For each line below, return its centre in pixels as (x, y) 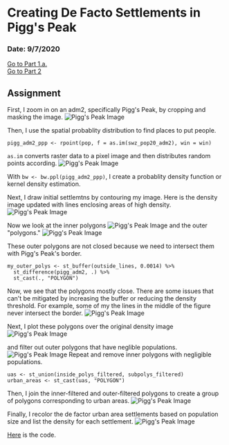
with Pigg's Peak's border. (45, 254)
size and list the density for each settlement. (70, 422)
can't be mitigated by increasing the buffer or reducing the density (102, 299)
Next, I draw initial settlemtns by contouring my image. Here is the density (112, 198)
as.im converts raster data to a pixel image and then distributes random (109, 156)
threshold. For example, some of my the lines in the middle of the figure (109, 306)
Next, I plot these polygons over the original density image (90, 327)
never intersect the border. (45, 313)
